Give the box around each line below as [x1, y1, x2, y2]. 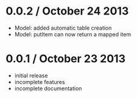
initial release [14, 71, 48, 79]
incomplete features [14, 78, 65, 85]
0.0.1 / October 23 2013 [5, 52, 126, 66]
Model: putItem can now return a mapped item [14, 30, 132, 38]
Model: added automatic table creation [14, 24, 112, 31]
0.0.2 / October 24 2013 [5, 4, 129, 18]
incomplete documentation [14, 85, 82, 92]
